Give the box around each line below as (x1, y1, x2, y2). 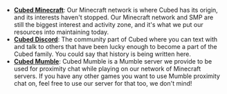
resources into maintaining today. (13, 28, 109, 36)
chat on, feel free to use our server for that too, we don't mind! (13, 79, 192, 87)
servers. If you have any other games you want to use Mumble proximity (13, 72, 220, 80)
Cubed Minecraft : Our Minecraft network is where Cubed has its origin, (13, 6, 218, 14)
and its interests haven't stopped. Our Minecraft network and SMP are (13, 13, 214, 21)
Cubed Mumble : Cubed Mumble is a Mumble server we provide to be (13, 57, 212, 65)
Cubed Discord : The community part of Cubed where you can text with (13, 35, 218, 44)
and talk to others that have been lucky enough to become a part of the (13, 43, 217, 50)
